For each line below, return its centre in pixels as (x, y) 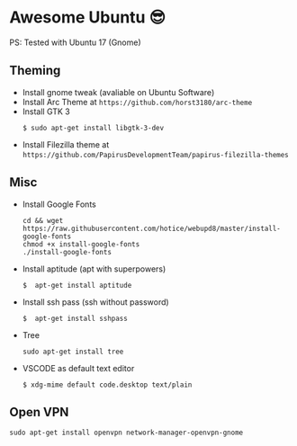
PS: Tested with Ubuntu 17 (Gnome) (75, 42)
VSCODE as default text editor (78, 368)
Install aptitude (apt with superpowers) (94, 269)
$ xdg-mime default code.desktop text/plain (107, 385)
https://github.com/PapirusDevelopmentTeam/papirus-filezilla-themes (156, 155)
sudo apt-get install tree (73, 352)
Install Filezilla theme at (66, 144)
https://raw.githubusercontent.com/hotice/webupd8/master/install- (151, 228)
